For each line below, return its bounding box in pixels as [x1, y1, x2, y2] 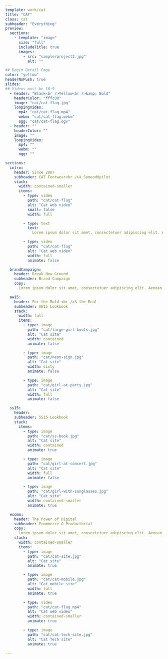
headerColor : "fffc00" [14, 96, 61, 101]
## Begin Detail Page [5, 68, 50, 73]
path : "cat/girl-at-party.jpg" [27, 382, 93, 387]
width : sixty [27, 364, 55, 369]
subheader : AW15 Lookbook [14, 304, 68, 309]
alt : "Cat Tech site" [27, 637, 72, 642]
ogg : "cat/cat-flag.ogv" [18, 119, 70, 124]
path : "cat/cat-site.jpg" [27, 554, 81, 559]
